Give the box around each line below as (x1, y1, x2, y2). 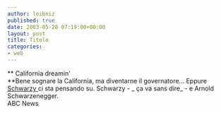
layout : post (7, 30, 46, 37)
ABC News (7, 99, 39, 107)
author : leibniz (7, 10, 55, 18)
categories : (7, 43, 42, 50)
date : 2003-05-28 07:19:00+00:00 (7, 23, 106, 30)
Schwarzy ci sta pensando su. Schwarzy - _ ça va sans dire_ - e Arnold (7, 84, 214, 93)
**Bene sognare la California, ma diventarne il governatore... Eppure (7, 76, 207, 85)
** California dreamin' (7, 69, 71, 78)
